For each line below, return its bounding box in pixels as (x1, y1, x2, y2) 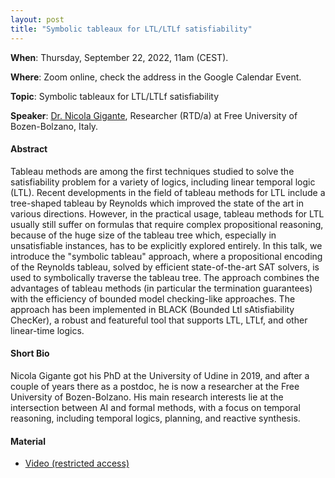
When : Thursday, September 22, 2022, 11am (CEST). (10, 51, 229, 63)
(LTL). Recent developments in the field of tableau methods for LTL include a (10, 186, 326, 198)
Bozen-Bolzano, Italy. (10, 120, 99, 132)
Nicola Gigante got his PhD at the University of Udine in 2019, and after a (10, 369, 310, 381)
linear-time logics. (10, 324, 85, 336)
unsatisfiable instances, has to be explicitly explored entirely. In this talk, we (10, 239, 323, 251)
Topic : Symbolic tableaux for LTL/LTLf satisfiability (10, 90, 220, 102)
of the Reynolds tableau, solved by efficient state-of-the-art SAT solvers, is (10, 261, 320, 273)
